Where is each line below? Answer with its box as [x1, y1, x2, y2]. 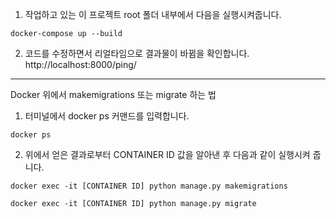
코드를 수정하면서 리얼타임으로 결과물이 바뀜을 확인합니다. [24, 48, 250, 59]
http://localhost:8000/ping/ [24, 59, 137, 70]
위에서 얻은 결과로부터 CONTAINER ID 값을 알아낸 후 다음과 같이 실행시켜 [24, 149, 311, 160]
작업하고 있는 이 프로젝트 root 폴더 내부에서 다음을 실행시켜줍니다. [24, 9, 282, 20]
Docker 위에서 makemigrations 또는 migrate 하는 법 [10, 89, 217, 100]
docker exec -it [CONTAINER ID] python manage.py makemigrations [10, 181, 288, 191]
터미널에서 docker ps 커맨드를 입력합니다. [24, 110, 190, 122]
